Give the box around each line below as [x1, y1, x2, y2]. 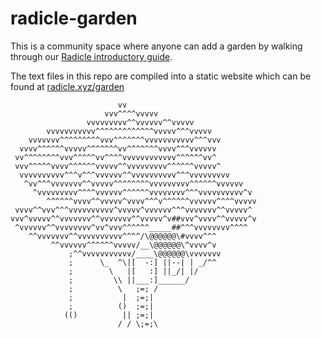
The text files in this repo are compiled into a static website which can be [10, 70, 312, 82]
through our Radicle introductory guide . [10, 50, 173, 62]
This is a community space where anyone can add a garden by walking [10, 40, 303, 52]
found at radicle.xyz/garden [10, 80, 125, 92]
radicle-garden [10, 7, 138, 30]
